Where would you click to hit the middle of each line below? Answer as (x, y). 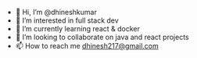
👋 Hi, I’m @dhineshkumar (56, 12)
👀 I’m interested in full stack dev (67, 20)
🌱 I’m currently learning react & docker (78, 29)
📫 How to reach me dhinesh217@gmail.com (87, 46)
